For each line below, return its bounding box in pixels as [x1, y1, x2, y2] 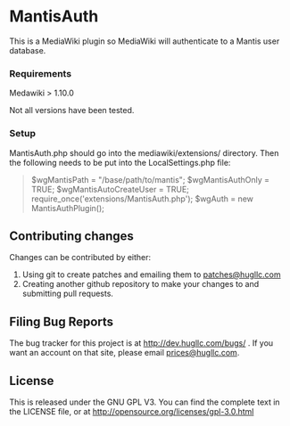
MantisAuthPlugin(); [30, 202, 105, 213]
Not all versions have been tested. [9, 105, 135, 116]
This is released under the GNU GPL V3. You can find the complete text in [9, 397, 280, 407]
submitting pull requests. [21, 288, 114, 299]
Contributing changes [9, 228, 134, 243]
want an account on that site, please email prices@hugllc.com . [9, 348, 240, 358]
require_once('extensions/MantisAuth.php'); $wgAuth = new [30, 193, 254, 204]
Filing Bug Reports [9, 314, 114, 329]
